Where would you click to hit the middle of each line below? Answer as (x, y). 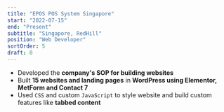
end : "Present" (29, 27)
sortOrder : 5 (26, 46)
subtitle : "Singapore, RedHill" (54, 33)
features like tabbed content (59, 102)
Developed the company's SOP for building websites (95, 72)
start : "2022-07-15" (38, 20)
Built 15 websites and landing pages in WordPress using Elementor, (117, 80)
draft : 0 (20, 53)
